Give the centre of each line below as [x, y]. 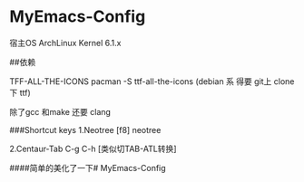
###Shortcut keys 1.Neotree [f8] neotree [85, 129]
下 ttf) [20, 92]
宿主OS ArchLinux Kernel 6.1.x [65, 43]
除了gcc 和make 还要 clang [60, 111]
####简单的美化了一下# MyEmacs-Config [88, 168]
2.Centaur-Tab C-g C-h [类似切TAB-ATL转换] [93, 148]
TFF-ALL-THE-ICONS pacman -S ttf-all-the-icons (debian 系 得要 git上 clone [152, 81]
